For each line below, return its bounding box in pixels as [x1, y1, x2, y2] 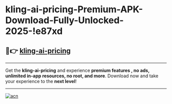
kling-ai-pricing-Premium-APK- [5, 4, 143, 15]
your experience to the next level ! [5, 78, 77, 84]
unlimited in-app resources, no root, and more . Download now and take [5, 73, 159, 79]
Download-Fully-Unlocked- [5, 14, 124, 26]
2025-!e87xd [5, 26, 63, 37]
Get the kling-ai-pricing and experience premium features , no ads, [5, 68, 150, 73]
